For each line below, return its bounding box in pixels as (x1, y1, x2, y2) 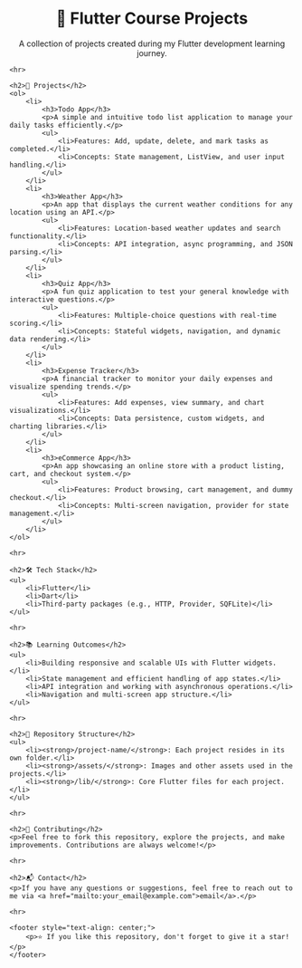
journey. (137, 47, 167, 58)
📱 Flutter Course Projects (55, 8, 249, 29)
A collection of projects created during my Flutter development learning (18, 38, 286, 49)
